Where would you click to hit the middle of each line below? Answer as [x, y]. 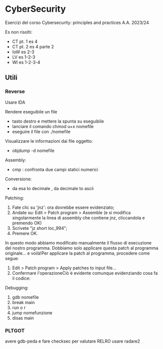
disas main [23, 318]
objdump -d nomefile [33, 151]
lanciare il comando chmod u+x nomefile [53, 126]
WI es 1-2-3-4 [26, 62]
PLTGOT [15, 330]
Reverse [15, 91]
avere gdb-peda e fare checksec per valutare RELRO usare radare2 [72, 341]
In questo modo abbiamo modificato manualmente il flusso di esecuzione [78, 242]
